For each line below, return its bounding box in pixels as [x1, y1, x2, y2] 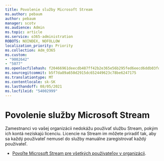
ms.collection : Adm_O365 [5, 48, 56, 53]
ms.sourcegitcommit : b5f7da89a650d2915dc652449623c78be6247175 [5, 71, 137, 75]
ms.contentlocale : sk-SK [5, 79, 56, 84]
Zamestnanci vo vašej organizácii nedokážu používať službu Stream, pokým [5, 125, 158, 131]
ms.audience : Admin [5, 25, 45, 30]
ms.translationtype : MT [5, 75, 54, 80]
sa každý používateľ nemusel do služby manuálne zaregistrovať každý [5, 136, 146, 142]
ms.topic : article [5, 30, 42, 35]
